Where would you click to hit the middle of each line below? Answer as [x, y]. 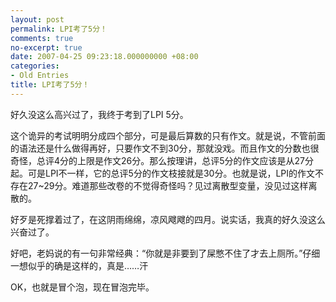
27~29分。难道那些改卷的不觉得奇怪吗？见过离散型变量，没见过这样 [168, 185]
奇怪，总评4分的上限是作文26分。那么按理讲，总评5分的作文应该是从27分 [162, 160]
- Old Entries [40, 76]
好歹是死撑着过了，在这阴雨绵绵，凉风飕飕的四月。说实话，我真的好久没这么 [168, 219]
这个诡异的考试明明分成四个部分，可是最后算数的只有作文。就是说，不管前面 [168, 135]
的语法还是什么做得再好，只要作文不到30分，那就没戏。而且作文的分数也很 [165, 148]
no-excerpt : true [46, 47]
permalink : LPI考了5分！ [59, 29]
